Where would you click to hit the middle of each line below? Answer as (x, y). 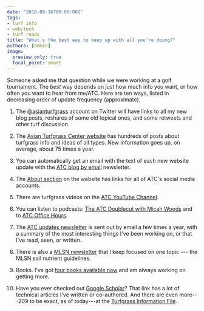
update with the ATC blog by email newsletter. (73, 167)
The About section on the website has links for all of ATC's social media (105, 179)
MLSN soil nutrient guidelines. (53, 258)
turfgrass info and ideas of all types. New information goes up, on (98, 142)
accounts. (28, 185)
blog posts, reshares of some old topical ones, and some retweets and (104, 118)
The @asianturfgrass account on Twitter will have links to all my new (101, 111)
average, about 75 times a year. (55, 149)
